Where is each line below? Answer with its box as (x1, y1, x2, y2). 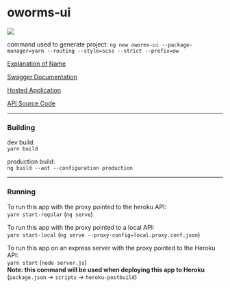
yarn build (7, 146, 38, 153)
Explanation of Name (7, 60, 66, 68)
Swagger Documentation (7, 73, 77, 81)
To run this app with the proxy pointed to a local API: (7, 223, 155, 231)
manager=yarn (7, 47, 44, 54)
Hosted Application (7, 86, 62, 94)
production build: (7, 157, 55, 166)
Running (7, 187, 36, 196)
